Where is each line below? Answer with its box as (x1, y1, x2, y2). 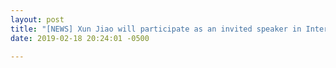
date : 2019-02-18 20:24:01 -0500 (10, 33, 150, 43)
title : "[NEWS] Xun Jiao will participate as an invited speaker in (10, 24, 302, 34)
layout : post (10, 14, 65, 25)
